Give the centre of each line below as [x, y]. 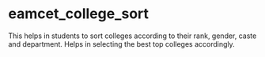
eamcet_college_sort [78, 14]
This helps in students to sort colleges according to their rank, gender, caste [132, 36]
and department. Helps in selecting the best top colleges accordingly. [121, 44]
